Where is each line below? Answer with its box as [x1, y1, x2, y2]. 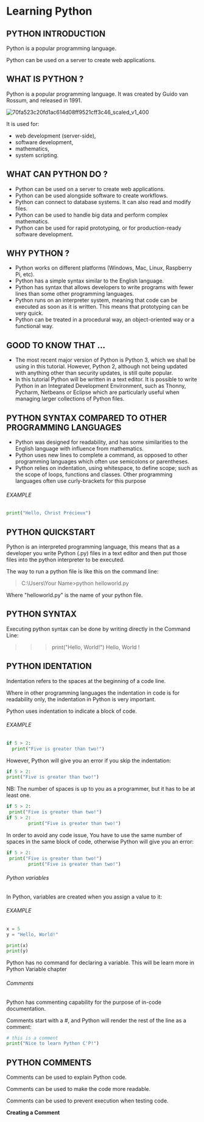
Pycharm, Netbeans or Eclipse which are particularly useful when [15, 388, 180, 396]
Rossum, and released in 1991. [6, 96, 82, 104]
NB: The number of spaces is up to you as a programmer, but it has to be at [6, 785, 195, 793]
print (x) [6, 942, 29, 948]
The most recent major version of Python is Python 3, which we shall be [15, 356, 196, 363]
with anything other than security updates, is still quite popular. [15, 370, 174, 377]
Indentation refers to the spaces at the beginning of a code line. [6, 677, 166, 684]
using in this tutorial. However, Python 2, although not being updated [15, 363, 188, 370]
